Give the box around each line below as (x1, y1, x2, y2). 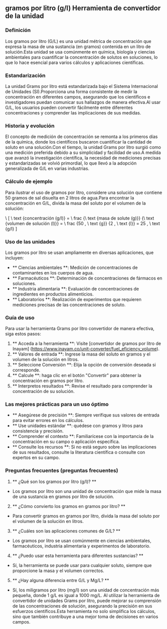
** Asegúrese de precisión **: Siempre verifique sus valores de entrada (12, 412, 160, 418)
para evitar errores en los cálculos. (12, 417, 84, 423)
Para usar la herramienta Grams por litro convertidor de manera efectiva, (5, 325, 155, 331)
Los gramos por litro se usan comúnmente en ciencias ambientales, (12, 537, 152, 543)
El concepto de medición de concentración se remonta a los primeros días (5, 133, 158, 139)
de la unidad (5, 12, 44, 20)
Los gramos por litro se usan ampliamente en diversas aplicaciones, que (5, 249, 154, 255)
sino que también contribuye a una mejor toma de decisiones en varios (12, 613, 159, 619)
